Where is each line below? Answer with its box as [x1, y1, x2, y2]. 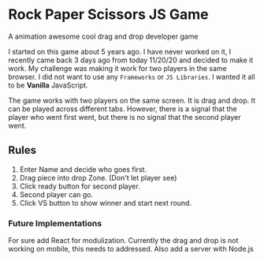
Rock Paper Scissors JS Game [8, 6, 209, 24]
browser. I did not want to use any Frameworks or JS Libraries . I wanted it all [8, 72, 255, 81]
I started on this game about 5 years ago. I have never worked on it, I [8, 47, 232, 56]
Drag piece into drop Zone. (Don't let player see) [19, 173, 177, 182]
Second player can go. [19, 189, 93, 199]
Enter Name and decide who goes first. [19, 164, 147, 174]
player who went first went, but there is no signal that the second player [8, 112, 241, 121]
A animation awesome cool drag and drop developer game [8, 32, 199, 41]
